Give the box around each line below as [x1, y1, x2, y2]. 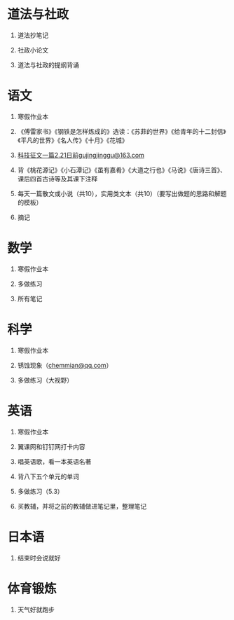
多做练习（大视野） [17, 376, 74, 384]
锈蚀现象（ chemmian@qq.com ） [17, 361, 113, 369]
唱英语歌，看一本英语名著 [17, 457, 92, 466]
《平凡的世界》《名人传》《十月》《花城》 [17, 136, 128, 144]
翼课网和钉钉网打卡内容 [17, 442, 85, 450]
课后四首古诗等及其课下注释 [17, 174, 98, 183]
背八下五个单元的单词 [17, 472, 79, 481]
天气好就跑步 [17, 605, 55, 614]
